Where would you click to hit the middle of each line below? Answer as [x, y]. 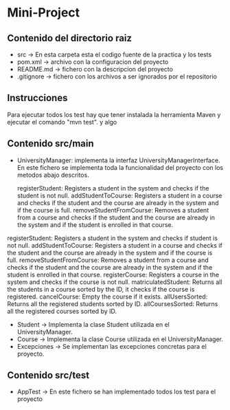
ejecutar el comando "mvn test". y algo [62, 122]
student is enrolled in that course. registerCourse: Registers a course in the [113, 274]
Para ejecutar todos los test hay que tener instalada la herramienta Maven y [114, 114]
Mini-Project [44, 13]
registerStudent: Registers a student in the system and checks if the [113, 188]
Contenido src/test [48, 375]
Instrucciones [37, 98]
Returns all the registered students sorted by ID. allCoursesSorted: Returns [113, 303]
